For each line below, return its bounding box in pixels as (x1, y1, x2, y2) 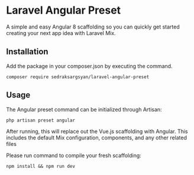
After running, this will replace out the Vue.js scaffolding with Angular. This (6, 128, 188, 135)
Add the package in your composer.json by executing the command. (6, 62, 173, 69)
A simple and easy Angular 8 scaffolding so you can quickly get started (6, 23, 180, 30)
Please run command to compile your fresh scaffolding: (6, 152, 142, 159)
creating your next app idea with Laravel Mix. (6, 29, 117, 36)
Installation (6, 47, 48, 57)
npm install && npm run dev (6, 163, 76, 169)
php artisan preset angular (6, 117, 76, 123)
